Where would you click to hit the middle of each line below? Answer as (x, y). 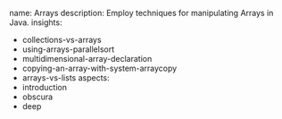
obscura (37, 97)
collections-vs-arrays (62, 40)
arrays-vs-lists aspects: (66, 78)
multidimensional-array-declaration (87, 59)
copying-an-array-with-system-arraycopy (100, 68)
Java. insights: (36, 22)
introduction (44, 87)
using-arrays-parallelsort (68, 49)
